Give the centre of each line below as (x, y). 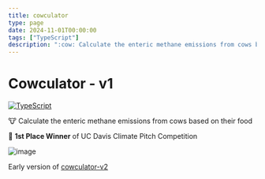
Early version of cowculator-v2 (58, 167)
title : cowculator (38, 15)
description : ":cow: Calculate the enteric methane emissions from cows (130, 45)
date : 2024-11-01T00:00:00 (52, 30)
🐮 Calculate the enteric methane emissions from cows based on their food (131, 121)
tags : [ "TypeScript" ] (44, 37)
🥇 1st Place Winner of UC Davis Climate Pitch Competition (103, 136)
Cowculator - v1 (61, 84)
